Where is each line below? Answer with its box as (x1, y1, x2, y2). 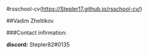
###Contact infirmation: (6, 29, 68, 36)
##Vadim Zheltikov (6, 17, 54, 24)
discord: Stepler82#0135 (6, 41, 70, 48)
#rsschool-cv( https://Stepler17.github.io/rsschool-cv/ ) (6, 6, 142, 12)
